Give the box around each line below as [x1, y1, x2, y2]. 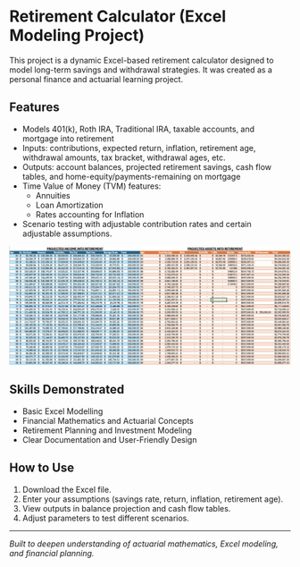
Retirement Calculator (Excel [9, 6, 226, 27]
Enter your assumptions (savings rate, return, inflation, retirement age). [21, 494, 284, 504]
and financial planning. [9, 547, 95, 558]
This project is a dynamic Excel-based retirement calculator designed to [9, 55, 274, 65]
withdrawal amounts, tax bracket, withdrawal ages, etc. [21, 152, 226, 163]
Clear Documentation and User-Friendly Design [21, 434, 197, 444]
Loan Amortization [35, 199, 104, 210]
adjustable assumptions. [21, 228, 112, 239]
